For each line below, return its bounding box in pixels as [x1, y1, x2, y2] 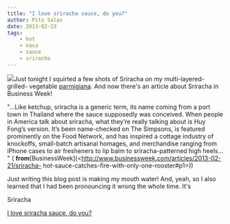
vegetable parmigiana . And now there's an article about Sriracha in [29, 82, 219, 90]
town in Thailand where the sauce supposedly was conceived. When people [7, 110, 224, 118]
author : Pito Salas [7, 17, 63, 23]
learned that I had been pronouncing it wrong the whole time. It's [7, 182, 191, 190]
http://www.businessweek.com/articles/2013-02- [81, 154, 222, 162]
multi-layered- [164, 74, 205, 83]
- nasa [19, 42, 39, 49]
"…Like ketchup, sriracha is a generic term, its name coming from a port [7, 103, 211, 111]
